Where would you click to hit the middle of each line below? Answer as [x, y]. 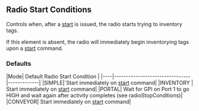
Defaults [19, 64]
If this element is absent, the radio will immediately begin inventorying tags [97, 42]
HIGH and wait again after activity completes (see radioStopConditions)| [94, 96]
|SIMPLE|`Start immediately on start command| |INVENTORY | [118, 83]
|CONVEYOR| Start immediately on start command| [69, 102]
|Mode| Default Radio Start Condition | [53, 77]
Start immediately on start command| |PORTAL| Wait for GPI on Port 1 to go [98, 89]
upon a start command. [35, 48]
